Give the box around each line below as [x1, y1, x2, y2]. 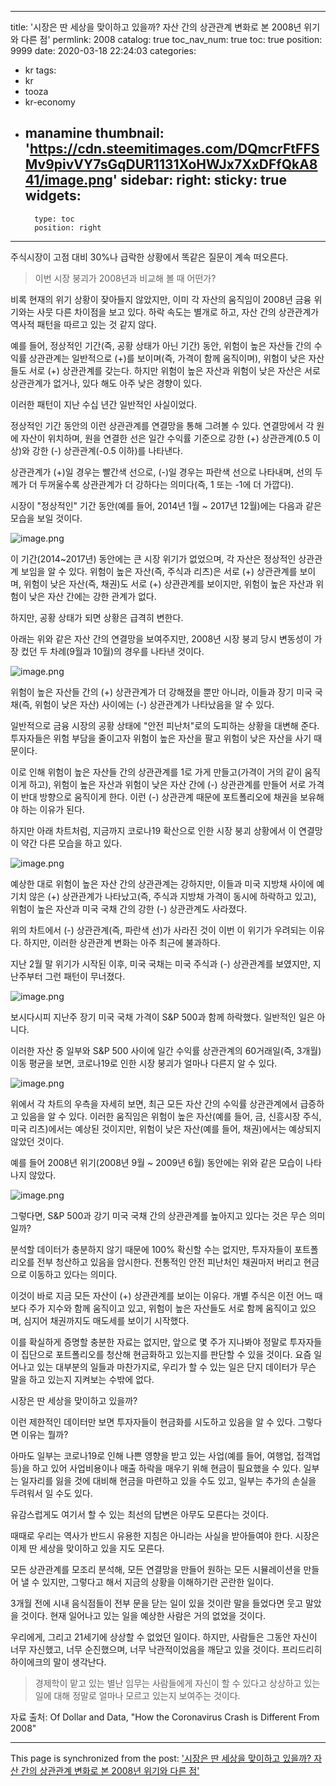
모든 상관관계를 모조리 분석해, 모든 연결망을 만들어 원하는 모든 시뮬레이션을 [10, 1563, 302, 1575]
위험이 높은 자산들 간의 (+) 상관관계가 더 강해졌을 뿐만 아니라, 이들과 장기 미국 [10, 686, 313, 698]
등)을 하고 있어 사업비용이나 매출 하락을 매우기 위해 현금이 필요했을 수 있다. [10, 1462, 302, 1474]
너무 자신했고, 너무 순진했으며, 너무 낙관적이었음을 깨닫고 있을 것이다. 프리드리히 [10, 1643, 323, 1655]
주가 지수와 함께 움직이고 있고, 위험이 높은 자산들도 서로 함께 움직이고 [28, 1302, 298, 1314]
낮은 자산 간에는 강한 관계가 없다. [28, 590, 157, 602]
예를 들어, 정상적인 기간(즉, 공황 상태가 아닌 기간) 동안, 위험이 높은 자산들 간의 [10, 339, 312, 351]
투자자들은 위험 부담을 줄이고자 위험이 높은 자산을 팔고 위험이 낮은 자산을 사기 [10, 732, 312, 744]
